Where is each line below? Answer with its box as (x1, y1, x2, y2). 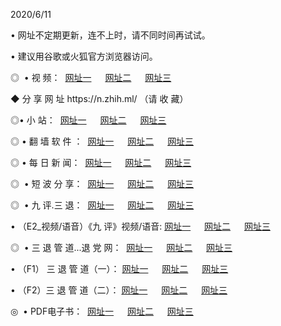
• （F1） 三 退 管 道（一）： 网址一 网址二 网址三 (10, 263, 229, 274)
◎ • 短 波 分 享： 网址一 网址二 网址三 (10, 178, 195, 189)
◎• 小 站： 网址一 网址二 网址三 (10, 114, 167, 126)
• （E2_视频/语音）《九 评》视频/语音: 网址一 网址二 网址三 (10, 220, 271, 232)
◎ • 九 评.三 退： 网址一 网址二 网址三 (10, 199, 195, 211)
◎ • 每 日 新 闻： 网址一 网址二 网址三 (10, 157, 192, 168)
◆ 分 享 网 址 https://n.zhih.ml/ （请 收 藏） (10, 93, 189, 104)
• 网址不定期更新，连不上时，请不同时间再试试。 (10, 29, 211, 41)
